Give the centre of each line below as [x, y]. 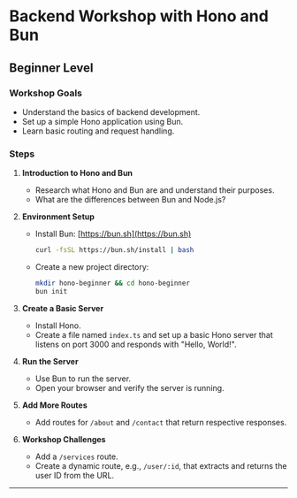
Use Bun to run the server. [83, 379]
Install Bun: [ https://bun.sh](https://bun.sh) [113, 234]
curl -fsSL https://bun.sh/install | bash [114, 250]
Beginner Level [51, 68]
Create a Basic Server [63, 308]
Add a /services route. [76, 456]
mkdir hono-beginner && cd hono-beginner [112, 283]
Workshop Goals [46, 93]
